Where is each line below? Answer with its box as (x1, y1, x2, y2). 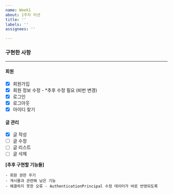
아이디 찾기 (12, 106, 36, 112)
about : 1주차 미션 (5, 12, 41, 17)
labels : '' (5, 22, 29, 27)
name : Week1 (5, 7, 31, 13)
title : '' (5, 17, 27, 22)
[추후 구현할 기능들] (5, 162, 45, 168)
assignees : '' (5, 27, 36, 32)
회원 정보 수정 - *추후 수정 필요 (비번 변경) (12, 87, 98, 93)
